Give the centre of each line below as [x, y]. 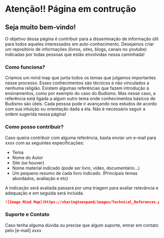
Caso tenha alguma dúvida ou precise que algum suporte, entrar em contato [82, 225]
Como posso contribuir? [34, 127]
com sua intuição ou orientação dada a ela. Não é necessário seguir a [75, 109]
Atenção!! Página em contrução [71, 9]
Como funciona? [25, 67]
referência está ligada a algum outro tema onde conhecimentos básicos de [80, 98]
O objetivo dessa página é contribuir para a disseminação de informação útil [82, 39]
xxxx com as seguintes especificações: [45, 143]
